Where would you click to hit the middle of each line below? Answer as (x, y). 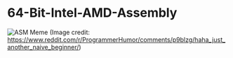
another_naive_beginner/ (43, 47)
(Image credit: (69, 32)
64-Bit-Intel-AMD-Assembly (92, 13)
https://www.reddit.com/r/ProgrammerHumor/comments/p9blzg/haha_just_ (116, 39)
